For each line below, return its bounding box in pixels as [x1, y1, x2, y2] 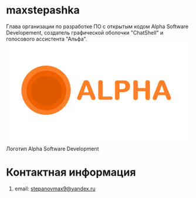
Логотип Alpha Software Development [6, 145, 99, 152]
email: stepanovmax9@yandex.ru [14, 185, 96, 192]
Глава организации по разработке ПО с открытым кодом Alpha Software [6, 23, 189, 30]
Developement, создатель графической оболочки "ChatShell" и [6, 29, 164, 36]
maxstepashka [6, 4, 80, 17]
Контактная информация [6, 165, 136, 179]
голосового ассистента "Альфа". [6, 35, 87, 42]
